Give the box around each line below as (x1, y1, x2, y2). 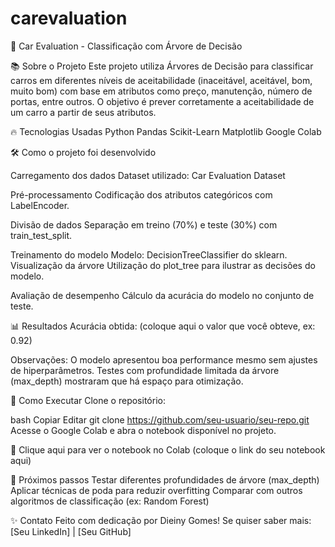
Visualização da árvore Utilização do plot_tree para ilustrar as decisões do (10, 259, 316, 271)
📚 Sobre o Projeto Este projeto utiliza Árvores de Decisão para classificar (10, 60, 314, 72)
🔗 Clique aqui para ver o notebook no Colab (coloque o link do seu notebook (10, 443, 326, 456)
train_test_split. (10, 229, 73, 241)
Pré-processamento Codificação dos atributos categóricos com (10, 188, 273, 201)
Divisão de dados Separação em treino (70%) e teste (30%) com (10, 218, 278, 231)
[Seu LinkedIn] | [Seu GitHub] (10, 525, 132, 537)
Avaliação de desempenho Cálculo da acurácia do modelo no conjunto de (10, 289, 315, 301)
